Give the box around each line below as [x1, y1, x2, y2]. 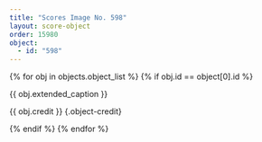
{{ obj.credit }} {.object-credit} [9, 106, 122, 117]
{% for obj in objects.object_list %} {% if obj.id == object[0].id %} [9, 71, 254, 82]
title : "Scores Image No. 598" [9, 13, 127, 22]
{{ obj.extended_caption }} [9, 89, 108, 100]
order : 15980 [9, 30, 59, 39]
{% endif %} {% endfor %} [9, 123, 109, 135]
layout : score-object [9, 22, 91, 31]
